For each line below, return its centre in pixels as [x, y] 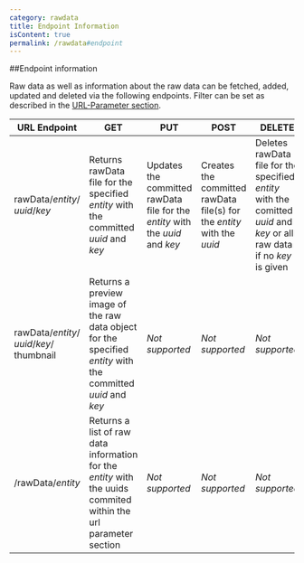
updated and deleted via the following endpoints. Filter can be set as [137, 96]
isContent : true [40, 34]
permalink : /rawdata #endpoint [66, 43]
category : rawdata [44, 18]
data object [113, 327]
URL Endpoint [47, 127]
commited [110, 500]
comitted [274, 211]
